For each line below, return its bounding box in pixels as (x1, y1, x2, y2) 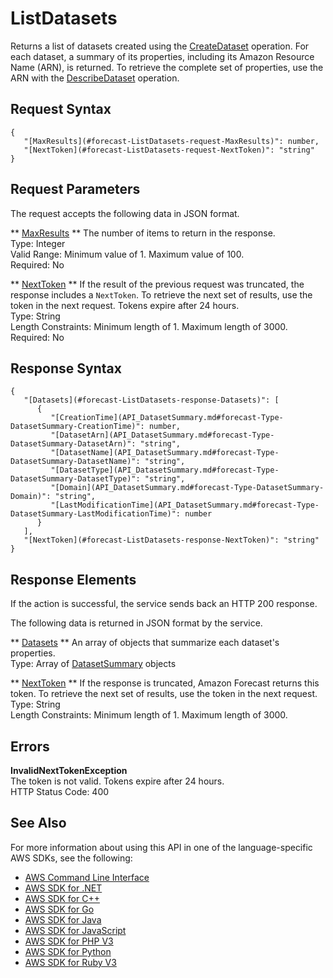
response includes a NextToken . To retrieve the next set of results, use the (10, 288, 313, 301)
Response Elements (10, 571, 137, 588)
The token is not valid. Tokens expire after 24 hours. (10, 775, 225, 787)
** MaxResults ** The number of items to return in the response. (10, 227, 276, 239)
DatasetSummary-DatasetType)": (10, 474, 141, 484)
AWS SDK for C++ (24, 892, 100, 904)
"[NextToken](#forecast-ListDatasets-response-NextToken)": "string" (23, 535, 320, 546)
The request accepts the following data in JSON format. (10, 207, 240, 219)
